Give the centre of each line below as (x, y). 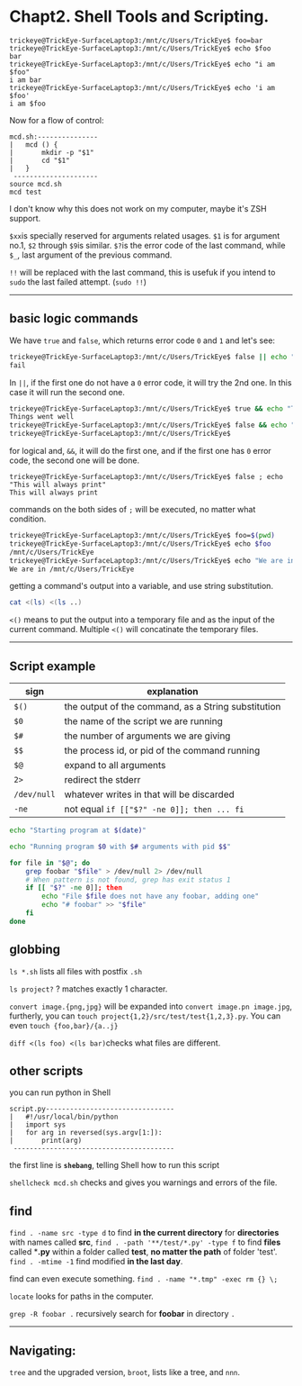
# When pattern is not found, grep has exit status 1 (128, 880)
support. (25, 218)
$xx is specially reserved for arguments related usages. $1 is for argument (145, 235)
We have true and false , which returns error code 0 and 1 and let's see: (142, 340)
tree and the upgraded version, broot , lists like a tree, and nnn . (125, 1372)
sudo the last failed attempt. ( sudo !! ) (78, 282)
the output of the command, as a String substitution (173, 707)
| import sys (38, 1125)
